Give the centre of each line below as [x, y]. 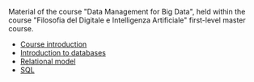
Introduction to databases [63, 53]
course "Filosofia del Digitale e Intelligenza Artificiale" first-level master [127, 20]
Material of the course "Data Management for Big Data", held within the [127, 12]
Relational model [48, 61]
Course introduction [53, 44]
